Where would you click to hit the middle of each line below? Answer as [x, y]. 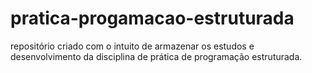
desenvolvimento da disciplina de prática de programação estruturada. [156, 56]
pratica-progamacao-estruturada [152, 18]
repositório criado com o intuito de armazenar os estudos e [132, 46]
